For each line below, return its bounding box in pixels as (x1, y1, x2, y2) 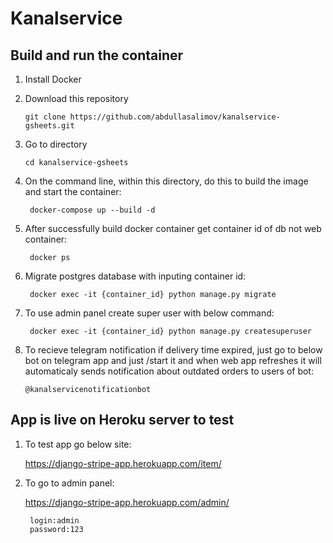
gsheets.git (24, 121, 75, 131)
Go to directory (24, 138, 88, 150)
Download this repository (24, 93, 129, 104)
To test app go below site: (24, 438, 132, 450)
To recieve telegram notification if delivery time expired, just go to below (24, 344, 323, 356)
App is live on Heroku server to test (10, 412, 235, 429)
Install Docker (24, 73, 82, 85)
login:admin (29, 515, 80, 526)
